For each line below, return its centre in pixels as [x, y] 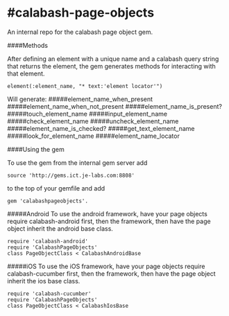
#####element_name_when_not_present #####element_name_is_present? [114, 106]
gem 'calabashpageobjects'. [48, 201]
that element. [26, 73]
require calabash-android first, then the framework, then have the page [109, 221]
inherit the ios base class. [44, 281]
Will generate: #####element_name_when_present [80, 99]
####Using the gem [36, 149]
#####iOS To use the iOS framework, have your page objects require [106, 266]
